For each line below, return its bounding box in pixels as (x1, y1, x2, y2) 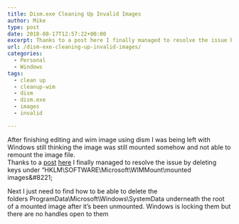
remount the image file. (7, 150, 76, 159)
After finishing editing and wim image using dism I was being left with (7, 135, 211, 144)
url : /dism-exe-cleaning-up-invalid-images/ (7, 43, 142, 50)
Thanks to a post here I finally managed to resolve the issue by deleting (7, 158, 217, 166)
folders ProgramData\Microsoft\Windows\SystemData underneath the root (7, 194, 225, 203)
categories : (7, 50, 43, 58)
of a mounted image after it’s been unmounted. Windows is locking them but (7, 202, 231, 210)
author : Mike (7, 17, 46, 24)
